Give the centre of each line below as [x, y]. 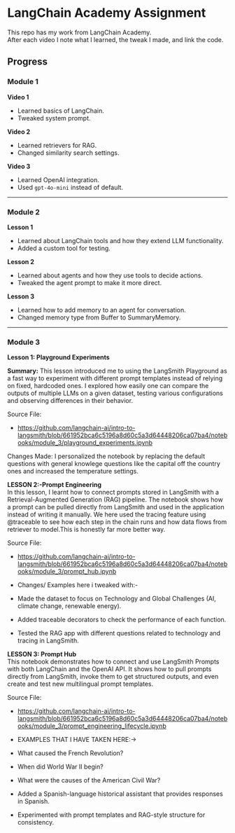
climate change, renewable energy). [69, 606]
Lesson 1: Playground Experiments [58, 357]
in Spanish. [34, 801]
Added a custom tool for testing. [64, 248]
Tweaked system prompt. [54, 118]
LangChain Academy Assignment [107, 13]
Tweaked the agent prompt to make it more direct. [90, 282]
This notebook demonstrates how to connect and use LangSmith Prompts [113, 662]
